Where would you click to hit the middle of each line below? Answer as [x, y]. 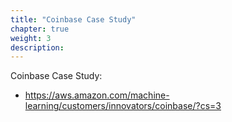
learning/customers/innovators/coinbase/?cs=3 [123, 106]
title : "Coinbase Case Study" [73, 19]
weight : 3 [31, 38]
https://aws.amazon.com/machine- [97, 95]
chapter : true [40, 29]
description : [37, 47]
